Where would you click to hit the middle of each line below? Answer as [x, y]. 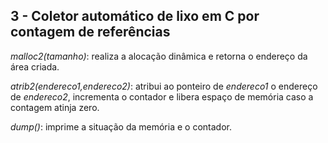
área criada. [35, 66]
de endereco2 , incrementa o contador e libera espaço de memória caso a [162, 96]
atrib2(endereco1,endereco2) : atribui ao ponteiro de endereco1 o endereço [164, 86]
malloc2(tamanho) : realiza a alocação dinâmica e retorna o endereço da [159, 56]
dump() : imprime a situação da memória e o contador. [121, 126]
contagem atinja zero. [55, 107]
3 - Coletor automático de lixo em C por [135, 16]
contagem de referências [90, 32]
